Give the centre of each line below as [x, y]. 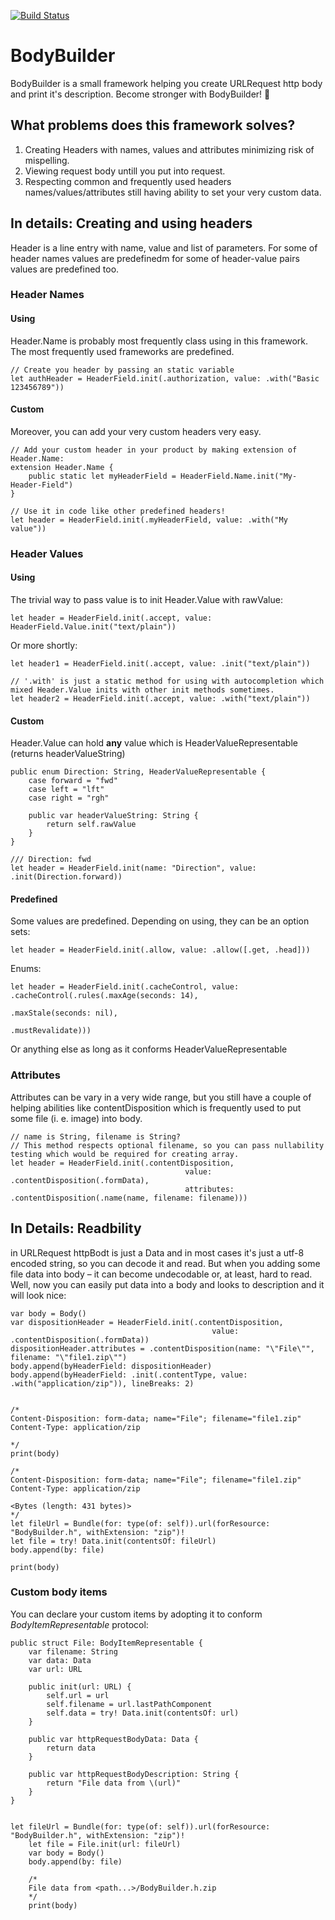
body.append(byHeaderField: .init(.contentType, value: [129, 1375]
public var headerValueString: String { [113, 816]
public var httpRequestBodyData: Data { [113, 1739]
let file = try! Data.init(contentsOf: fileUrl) [113, 1541]
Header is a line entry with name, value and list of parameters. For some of [164, 247]
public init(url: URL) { [80, 1686]
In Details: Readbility [76, 1228]
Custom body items [59, 1592]
